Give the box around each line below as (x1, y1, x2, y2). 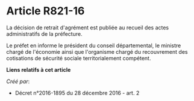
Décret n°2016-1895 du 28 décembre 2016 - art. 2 (14, 89, 140, 96)
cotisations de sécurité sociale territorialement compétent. (6, 54, 151, 62)
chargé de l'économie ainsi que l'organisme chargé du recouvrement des (6, 48, 188, 55)
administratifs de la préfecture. (6, 30, 83, 37)
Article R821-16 (6, 4, 85, 18)
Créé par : (6, 78, 30, 85)
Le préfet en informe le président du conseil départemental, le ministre (6, 42, 181, 49)
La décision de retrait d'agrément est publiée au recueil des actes (6, 24, 169, 31)
